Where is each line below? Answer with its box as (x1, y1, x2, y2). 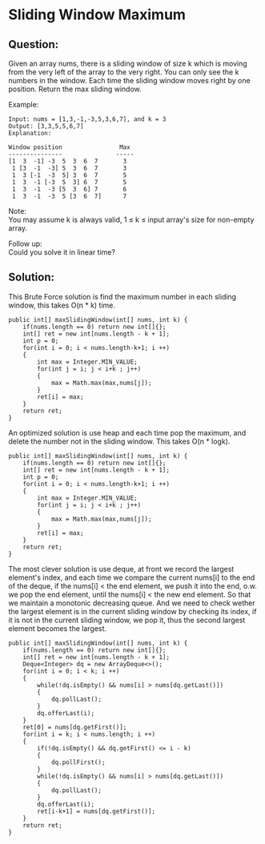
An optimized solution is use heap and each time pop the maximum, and (8, 428, 247, 437)
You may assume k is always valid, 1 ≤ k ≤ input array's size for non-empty (8, 215, 255, 224)
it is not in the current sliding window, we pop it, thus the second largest (8, 615, 246, 625)
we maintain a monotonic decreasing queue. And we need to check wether (8, 598, 256, 608)
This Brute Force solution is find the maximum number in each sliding (8, 291, 237, 301)
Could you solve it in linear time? (8, 247, 116, 257)
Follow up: (8, 239, 42, 248)
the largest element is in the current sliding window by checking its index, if (8, 606, 257, 616)
